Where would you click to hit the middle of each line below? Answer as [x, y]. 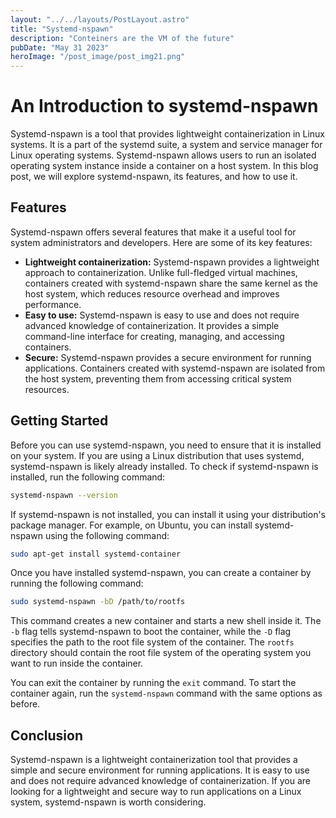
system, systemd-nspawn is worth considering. [108, 802]
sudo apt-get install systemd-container [96, 554]
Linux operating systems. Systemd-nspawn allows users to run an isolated [163, 155]
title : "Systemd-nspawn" [62, 29]
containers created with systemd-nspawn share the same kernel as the [171, 283]
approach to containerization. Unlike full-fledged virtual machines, [161, 272]
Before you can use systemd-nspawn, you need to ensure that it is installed [166, 445]
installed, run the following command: [88, 477]
